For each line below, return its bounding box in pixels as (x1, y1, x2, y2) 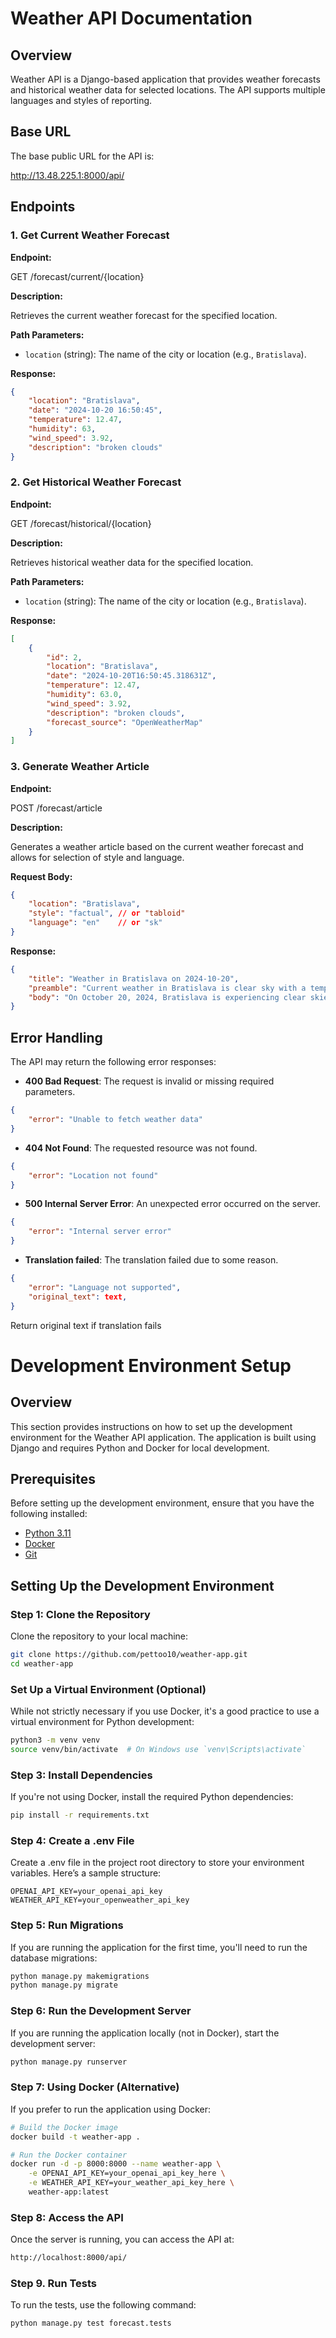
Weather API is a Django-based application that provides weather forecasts (10, 73, 321, 85)
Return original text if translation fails (10, 1319, 162, 1331)
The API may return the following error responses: (10, 1056, 217, 1068)
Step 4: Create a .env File (10, 1833, 135, 1847)
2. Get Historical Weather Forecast (10, 475, 182, 489)
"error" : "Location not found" (28, 1170, 159, 1181)
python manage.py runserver (10, 2057, 128, 2067)
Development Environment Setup (10, 1354, 292, 1377)
